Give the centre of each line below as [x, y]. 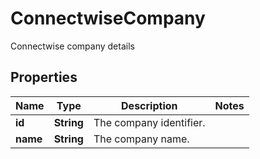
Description [149, 105]
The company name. [141, 139]
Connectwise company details [72, 46]
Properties [44, 77]
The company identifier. [149, 122]
